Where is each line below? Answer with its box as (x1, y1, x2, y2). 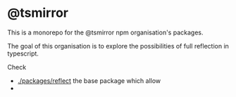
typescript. (7, 49, 39, 58)
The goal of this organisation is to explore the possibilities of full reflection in (7, 41, 229, 50)
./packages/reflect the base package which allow (17, 76, 161, 85)
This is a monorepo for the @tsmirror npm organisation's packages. (7, 28, 204, 37)
